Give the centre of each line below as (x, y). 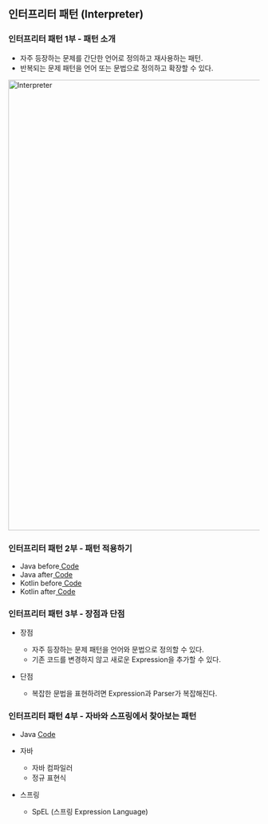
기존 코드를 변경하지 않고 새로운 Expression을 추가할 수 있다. (126, 660)
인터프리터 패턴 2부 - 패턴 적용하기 (71, 548)
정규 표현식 (49, 778)
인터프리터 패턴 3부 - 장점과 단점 (67, 613)
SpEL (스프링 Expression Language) (90, 811)
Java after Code (46, 574)
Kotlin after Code (47, 591)
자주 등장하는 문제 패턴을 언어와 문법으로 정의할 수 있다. (118, 650)
